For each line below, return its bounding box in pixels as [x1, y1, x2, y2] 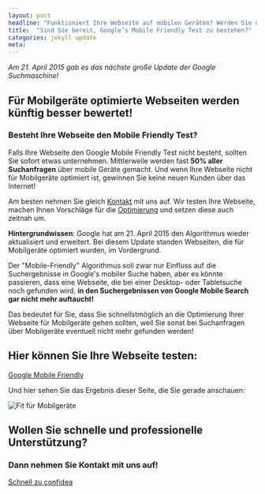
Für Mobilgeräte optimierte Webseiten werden [8, 94, 240, 107]
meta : [8, 41, 26, 49]
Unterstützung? [8, 436, 88, 450]
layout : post [8, 11, 51, 20]
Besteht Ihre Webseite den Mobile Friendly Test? [8, 129, 198, 140]
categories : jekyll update [8, 33, 97, 42]
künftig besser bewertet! [8, 106, 133, 119]
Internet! [8, 181, 36, 190]
